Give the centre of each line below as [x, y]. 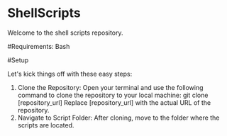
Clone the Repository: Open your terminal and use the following [110, 87]
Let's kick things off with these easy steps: [70, 74]
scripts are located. [46, 125]
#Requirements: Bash [39, 46]
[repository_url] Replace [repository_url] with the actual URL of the [114, 102]
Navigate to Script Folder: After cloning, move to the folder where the [118, 118]
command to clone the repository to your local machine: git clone [113, 95]
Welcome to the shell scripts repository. [65, 33]
